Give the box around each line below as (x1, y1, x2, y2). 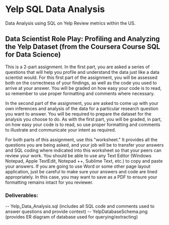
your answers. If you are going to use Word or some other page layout (5, 163, 151, 169)
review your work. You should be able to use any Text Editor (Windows (5, 152, 152, 159)
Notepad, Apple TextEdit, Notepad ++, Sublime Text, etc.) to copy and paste (5, 158, 163, 164)
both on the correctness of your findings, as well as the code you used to (5, 79, 157, 86)
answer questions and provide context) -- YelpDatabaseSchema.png (5, 208, 148, 214)
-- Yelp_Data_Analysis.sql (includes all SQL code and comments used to (5, 203, 155, 209)
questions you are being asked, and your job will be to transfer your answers (5, 142, 164, 148)
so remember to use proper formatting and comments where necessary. (5, 90, 155, 96)
